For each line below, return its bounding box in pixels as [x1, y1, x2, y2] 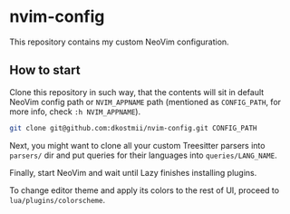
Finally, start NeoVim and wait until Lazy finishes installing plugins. [9, 167, 257, 178]
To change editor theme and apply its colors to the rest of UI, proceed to [9, 184, 279, 196]
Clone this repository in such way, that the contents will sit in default [9, 86, 265, 97]
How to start [9, 63, 81, 78]
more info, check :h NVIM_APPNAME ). [9, 106, 141, 117]
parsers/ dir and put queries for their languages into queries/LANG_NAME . [9, 150, 278, 160]
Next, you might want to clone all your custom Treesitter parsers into [9, 140, 266, 151]
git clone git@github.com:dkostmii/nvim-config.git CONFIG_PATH [9, 123, 257, 132]
